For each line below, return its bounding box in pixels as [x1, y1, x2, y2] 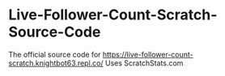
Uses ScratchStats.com [104, 58, 184, 68]
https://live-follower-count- [102, 49, 194, 59]
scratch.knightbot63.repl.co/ [8, 58, 104, 68]
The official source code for [8, 49, 101, 59]
